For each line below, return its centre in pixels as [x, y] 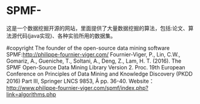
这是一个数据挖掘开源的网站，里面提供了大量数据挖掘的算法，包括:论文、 [98, 28]
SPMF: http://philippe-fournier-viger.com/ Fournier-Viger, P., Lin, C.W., [93, 54]
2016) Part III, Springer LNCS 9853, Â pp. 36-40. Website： [80, 81]
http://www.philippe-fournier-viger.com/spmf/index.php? [77, 88]
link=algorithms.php [31, 94]
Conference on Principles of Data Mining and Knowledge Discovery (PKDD [99, 74]
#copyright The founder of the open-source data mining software [88, 48]
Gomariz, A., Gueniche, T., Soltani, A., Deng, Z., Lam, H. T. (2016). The [94, 61]
